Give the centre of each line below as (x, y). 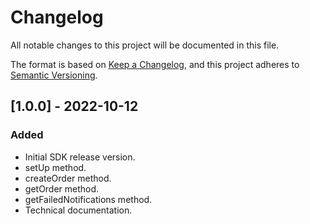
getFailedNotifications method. (88, 199)
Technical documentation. (78, 210)
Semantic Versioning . (54, 75)
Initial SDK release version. (80, 157)
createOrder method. (68, 178)
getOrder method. (62, 188)
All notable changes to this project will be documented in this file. (145, 45)
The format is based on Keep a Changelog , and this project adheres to (155, 64)
